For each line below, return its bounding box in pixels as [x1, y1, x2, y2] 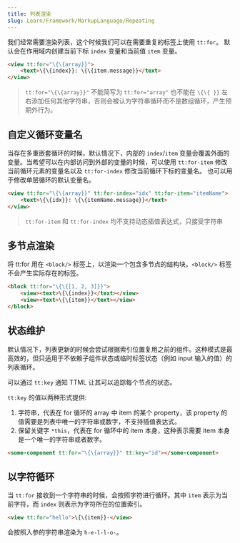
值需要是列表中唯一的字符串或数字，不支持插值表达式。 [17, 417, 181, 425]
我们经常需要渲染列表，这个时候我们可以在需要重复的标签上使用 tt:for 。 [7, 37, 223, 46]
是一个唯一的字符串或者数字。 [17, 435, 106, 443]
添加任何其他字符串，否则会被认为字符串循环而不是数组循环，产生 [31, 97, 226, 106]
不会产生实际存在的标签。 [7, 269, 83, 278]
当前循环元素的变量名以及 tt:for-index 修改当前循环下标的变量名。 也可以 [7, 166, 226, 175]
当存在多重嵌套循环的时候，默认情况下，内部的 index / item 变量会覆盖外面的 [7, 148, 230, 157]
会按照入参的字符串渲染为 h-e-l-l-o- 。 [7, 528, 123, 537]
